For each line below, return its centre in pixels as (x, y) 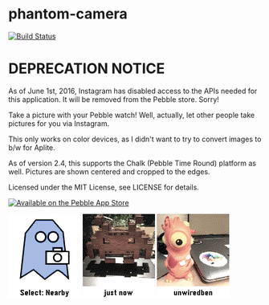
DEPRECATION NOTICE (87, 69)
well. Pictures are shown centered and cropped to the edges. (109, 171)
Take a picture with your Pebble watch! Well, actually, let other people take (132, 115)
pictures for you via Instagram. (59, 123)
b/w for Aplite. (32, 147)
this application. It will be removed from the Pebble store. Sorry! (114, 99)
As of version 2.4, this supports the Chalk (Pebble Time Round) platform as (132, 163)
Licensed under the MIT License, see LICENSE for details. (104, 187)
